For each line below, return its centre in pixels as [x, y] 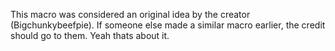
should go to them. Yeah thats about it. [90, 35]
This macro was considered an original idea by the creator [130, 14]
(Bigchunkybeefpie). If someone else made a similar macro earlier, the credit [168, 25]
